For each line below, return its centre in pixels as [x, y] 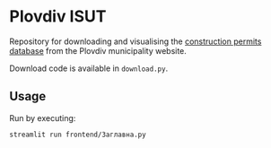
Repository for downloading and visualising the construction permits [135, 41]
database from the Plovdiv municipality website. [98, 50]
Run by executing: [43, 118]
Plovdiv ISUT [58, 17]
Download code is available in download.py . [89, 68]
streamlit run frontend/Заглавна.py [78, 135]
